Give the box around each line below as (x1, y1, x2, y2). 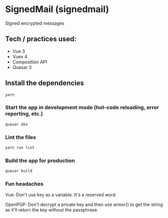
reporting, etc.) (5, 110, 43, 117)
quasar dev (5, 122, 28, 127)
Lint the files (5, 133, 36, 140)
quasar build (5, 169, 33, 174)
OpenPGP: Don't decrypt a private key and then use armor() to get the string (5, 201, 163, 207)
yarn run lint (5, 145, 35, 150)
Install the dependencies (5, 79, 84, 88)
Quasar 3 (12, 64, 32, 70)
